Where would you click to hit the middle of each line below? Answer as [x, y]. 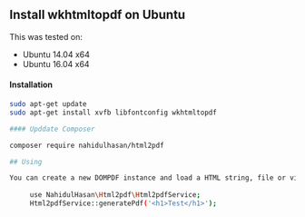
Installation [31, 84]
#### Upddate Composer [52, 129]
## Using [26, 162]
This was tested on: [46, 36]
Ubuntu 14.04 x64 [56, 54]
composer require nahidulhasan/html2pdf [87, 145]
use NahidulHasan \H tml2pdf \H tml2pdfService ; [115, 195]
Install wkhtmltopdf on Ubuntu [98, 15]
